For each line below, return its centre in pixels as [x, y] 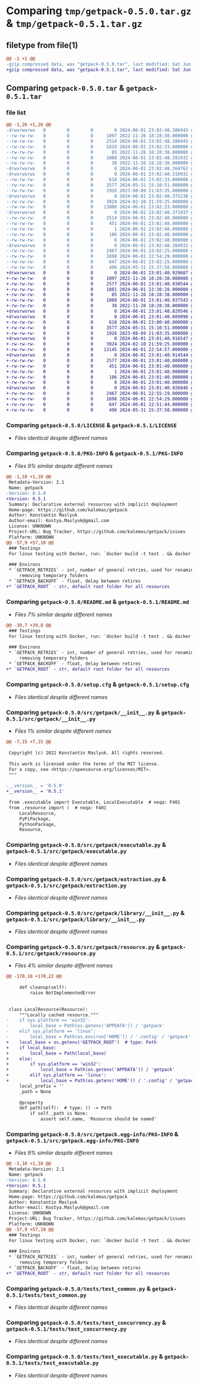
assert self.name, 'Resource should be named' [99, 1119]
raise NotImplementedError [63, 993]
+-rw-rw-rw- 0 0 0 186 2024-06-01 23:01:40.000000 [97, 377]
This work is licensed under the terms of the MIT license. [84, 764]
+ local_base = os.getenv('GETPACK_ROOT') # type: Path [82, 1042]
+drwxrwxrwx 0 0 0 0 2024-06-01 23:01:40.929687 [97, 273]
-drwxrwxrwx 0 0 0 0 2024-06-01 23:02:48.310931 [97, 174]
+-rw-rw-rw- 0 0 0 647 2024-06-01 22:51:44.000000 [97, 404]
